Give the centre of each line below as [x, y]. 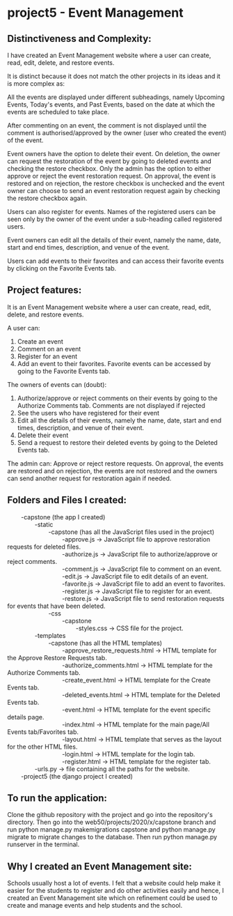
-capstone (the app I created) [63, 517]
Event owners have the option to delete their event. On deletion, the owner [114, 154]
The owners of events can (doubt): [57, 384]
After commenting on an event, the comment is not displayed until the [107, 125]
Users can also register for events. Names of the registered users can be [112, 212]
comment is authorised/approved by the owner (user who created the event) [117, 133]
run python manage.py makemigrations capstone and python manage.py [111, 830]
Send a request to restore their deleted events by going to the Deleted [117, 442]
